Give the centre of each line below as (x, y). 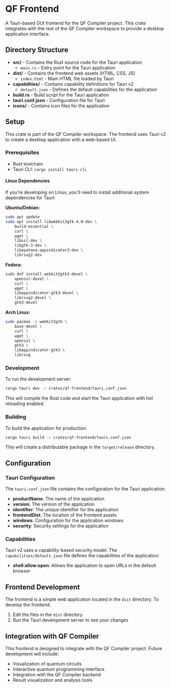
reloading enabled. (25, 404)
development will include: (32, 654)
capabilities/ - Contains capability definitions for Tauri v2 (73, 84)
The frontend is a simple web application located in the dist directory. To (82, 599)
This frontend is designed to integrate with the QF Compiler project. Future (84, 649)
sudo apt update (22, 217)
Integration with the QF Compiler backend (57, 675)
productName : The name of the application (58, 499)
